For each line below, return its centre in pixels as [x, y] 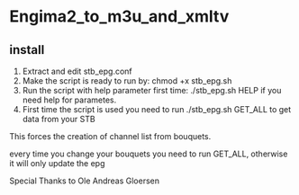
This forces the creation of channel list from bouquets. [110, 136]
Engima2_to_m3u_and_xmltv [119, 17]
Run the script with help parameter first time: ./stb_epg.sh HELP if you [152, 90]
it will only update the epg [57, 163]
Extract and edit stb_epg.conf [77, 71]
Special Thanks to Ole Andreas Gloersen [85, 181]
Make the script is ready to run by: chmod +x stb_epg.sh [127, 81]
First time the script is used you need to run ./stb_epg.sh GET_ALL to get [157, 109]
